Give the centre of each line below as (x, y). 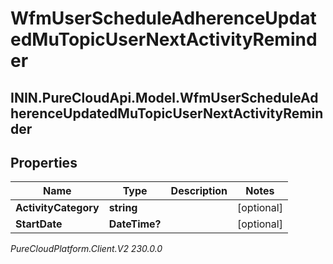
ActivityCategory (57, 208)
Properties (44, 162)
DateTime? (135, 224)
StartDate (39, 224)
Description (199, 191)
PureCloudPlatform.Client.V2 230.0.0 (86, 249)
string (123, 208)
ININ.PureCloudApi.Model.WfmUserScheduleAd (164, 97)
